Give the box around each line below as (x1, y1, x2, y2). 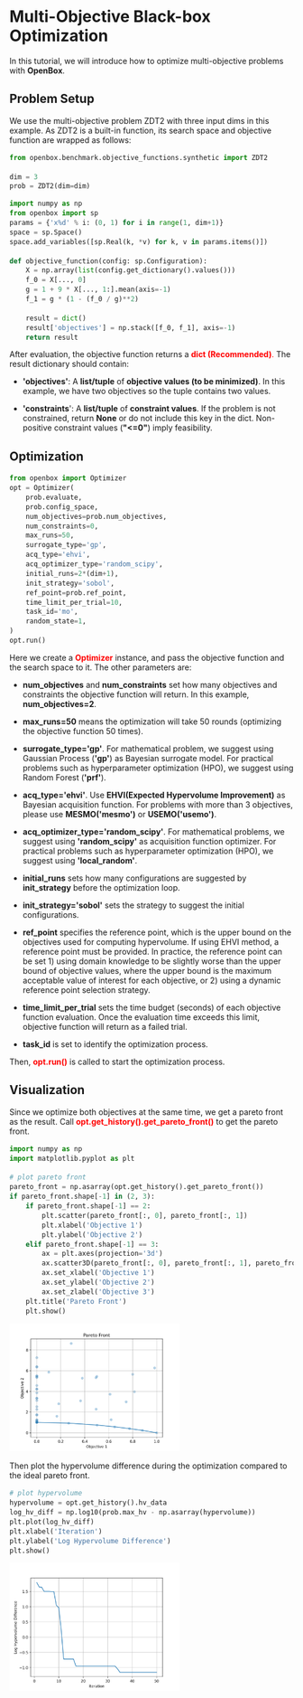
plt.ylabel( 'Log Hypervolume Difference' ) (9, 1536, 171, 1545)
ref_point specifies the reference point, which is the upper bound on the (22, 927, 291, 938)
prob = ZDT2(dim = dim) (9, 182, 91, 191)
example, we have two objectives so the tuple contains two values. (22, 386, 271, 397)
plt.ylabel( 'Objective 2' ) (41, 1230, 143, 1240)
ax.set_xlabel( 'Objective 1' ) (41, 1269, 155, 1278)
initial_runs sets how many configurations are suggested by (22, 873, 247, 883)
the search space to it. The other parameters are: (9, 662, 192, 673)
